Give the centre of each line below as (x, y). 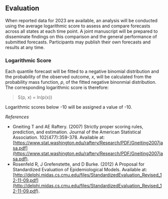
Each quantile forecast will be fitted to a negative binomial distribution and (82, 71)
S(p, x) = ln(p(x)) (35, 97)
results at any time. (25, 47)
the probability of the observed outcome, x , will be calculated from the (78, 77)
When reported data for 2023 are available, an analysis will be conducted (81, 20)
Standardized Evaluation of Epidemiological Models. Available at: (80, 170)
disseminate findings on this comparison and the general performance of (81, 36)
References (17, 117)
